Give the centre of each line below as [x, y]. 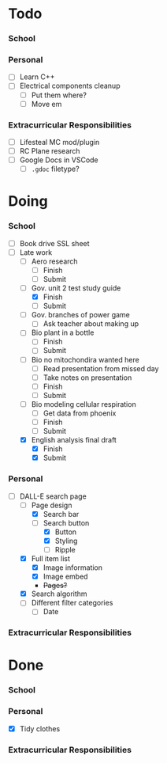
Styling [66, 541]
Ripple [65, 549]
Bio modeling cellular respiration [83, 404]
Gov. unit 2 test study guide [76, 288]
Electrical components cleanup [70, 86]
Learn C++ [37, 77]
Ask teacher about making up [91, 324]
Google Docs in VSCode [59, 160]
